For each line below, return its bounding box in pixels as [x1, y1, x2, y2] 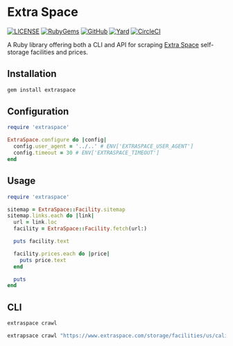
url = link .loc [13, 219, 58, 226]
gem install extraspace [7, 86, 76, 94]
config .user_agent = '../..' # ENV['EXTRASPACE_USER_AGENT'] [13, 143, 194, 150]
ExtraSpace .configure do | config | [7, 137, 107, 144]
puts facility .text [13, 238, 70, 245]
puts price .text [19, 257, 67, 263]
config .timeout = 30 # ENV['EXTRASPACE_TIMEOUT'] [13, 150, 159, 157]
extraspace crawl [7, 320, 58, 327]
